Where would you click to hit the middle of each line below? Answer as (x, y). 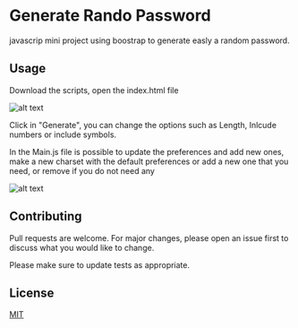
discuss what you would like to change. (82, 247)
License (32, 293)
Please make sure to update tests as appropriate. (100, 264)
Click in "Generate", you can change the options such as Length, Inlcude (143, 125)
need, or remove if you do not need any (82, 170)
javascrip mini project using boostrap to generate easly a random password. (149, 40)
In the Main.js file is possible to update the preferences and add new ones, (147, 151)
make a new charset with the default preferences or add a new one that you (149, 161)
